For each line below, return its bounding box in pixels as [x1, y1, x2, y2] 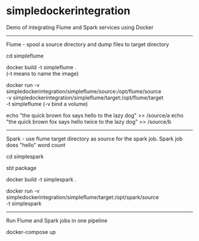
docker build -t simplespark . [6, 176, 77, 183]
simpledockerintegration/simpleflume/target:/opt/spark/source [6, 194, 159, 201]
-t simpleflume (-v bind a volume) [6, 100, 88, 107]
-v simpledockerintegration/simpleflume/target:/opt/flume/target [6, 94, 164, 101]
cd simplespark [6, 153, 44, 160]
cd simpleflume [6, 52, 44, 59]
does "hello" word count [6, 141, 66, 149]
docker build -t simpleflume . [6, 63, 77, 70]
